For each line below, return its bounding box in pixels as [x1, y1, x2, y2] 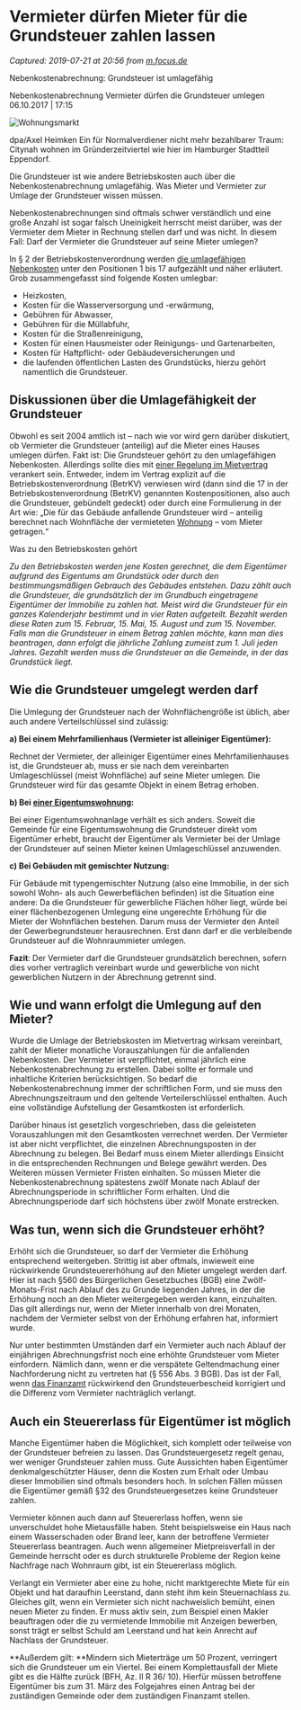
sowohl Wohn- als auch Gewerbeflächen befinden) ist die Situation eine [9, 887, 275, 898]
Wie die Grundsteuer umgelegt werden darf [9, 682, 259, 698]
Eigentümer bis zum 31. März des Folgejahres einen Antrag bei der [9, 1681, 256, 1691]
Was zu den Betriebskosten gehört [9, 543, 137, 554]
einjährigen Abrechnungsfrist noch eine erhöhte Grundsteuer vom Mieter [9, 1349, 280, 1360]
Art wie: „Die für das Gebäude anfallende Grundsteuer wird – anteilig [9, 506, 263, 518]
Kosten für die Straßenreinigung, [22, 328, 144, 339]
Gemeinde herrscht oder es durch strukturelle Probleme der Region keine [9, 1551, 281, 1561]
